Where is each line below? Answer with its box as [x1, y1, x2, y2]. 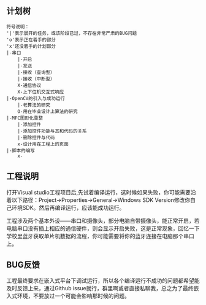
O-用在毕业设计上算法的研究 [17, 108, 78, 115]
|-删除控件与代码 [17, 134, 55, 141]
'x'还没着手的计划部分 [6, 43, 56, 49]
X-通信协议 [17, 82, 42, 88]
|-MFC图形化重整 [6, 115, 44, 121]
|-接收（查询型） [17, 69, 55, 75]
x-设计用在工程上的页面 [17, 141, 69, 147]
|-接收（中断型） [17, 75, 55, 82]
